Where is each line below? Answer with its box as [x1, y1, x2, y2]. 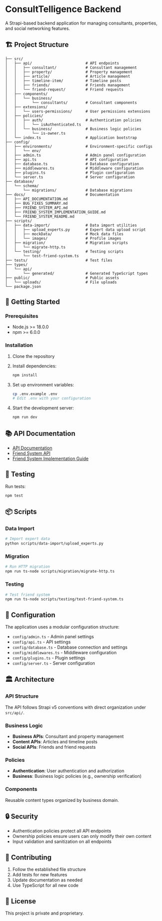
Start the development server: [12, 405, 74, 411]
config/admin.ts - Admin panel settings [12, 634, 94, 640]
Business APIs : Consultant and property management [12, 733, 124, 739]
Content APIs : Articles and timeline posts [12, 739, 98, 745]
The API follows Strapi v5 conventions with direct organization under [5, 704, 146, 710]
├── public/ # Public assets [5, 275, 120, 280]
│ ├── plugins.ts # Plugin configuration [5, 170, 135, 175]
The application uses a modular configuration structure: [5, 624, 120, 630]
